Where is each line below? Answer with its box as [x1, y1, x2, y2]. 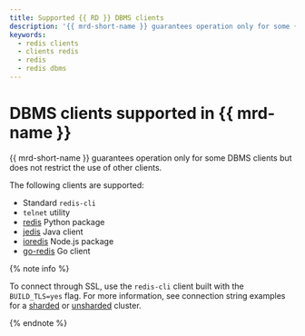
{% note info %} [9, 262, 70, 273]
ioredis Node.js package [22, 235, 114, 246]
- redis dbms [17, 64, 67, 74]
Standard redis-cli [22, 197, 96, 208]
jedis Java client [22, 226, 84, 237]
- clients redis [17, 47, 79, 56]
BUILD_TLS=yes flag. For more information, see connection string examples [9, 290, 286, 301]
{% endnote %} [9, 317, 68, 328]
